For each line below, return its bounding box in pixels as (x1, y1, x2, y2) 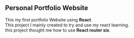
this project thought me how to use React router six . (5, 27, 111, 33)
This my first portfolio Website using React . (5, 17, 92, 22)
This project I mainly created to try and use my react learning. (5, 22, 130, 28)
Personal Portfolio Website (5, 4, 89, 12)
